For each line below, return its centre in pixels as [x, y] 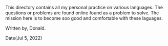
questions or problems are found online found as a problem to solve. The [82, 13]
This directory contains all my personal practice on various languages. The [84, 7]
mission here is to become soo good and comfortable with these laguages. [84, 18]
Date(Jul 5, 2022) [24, 38]
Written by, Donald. [26, 28]
